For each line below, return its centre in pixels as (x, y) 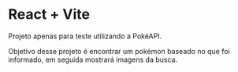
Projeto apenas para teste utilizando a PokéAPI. (85, 36)
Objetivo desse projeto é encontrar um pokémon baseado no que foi (119, 51)
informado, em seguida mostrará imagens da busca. (93, 59)
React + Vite (49, 14)
